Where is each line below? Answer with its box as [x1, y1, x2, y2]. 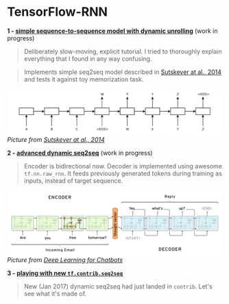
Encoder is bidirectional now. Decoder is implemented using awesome [23, 162, 223, 170]
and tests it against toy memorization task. [23, 75, 144, 83]
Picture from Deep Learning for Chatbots [7, 256, 123, 264]
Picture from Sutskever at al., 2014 [7, 135, 105, 144]
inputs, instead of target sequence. [23, 176, 123, 185]
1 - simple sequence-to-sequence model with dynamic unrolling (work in [7, 27, 218, 35]
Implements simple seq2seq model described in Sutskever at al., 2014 [23, 68, 221, 76]
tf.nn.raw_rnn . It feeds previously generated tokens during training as [23, 169, 223, 177]
